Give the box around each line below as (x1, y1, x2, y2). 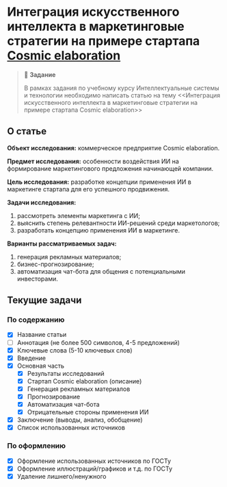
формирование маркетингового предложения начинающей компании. (7, 164, 214, 172)
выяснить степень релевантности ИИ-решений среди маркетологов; (16, 219, 220, 227)
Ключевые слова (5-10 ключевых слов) (16, 346, 133, 354)
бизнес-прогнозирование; (16, 260, 94, 268)
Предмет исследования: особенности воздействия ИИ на (7, 157, 179, 165)
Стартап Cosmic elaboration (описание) (27, 377, 142, 385)
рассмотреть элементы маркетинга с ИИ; (16, 211, 140, 219)
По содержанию (7, 315, 65, 324)
